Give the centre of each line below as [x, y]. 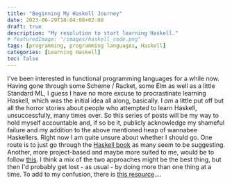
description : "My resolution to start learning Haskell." [93, 33]
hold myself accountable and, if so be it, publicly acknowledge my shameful [116, 123]
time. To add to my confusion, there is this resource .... [84, 174]
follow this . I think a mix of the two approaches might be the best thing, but [114, 159]
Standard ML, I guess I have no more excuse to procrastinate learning [107, 93]
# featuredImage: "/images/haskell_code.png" [74, 39]
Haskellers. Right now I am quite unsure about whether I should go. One [110, 137]
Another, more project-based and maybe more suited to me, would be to [111, 152]
